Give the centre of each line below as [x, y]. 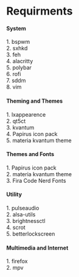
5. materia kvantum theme [39, 140]
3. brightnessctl [26, 221]
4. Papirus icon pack [32, 134]
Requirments [39, 11]
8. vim [14, 87]
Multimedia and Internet [37, 248]
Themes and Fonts [30, 154]
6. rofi [14, 74]
